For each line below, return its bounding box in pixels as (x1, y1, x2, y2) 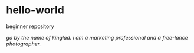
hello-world (6, 3, 65, 17)
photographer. (6, 40, 41, 47)
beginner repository (6, 23, 54, 30)
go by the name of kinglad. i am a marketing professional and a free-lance (6, 34, 189, 41)
